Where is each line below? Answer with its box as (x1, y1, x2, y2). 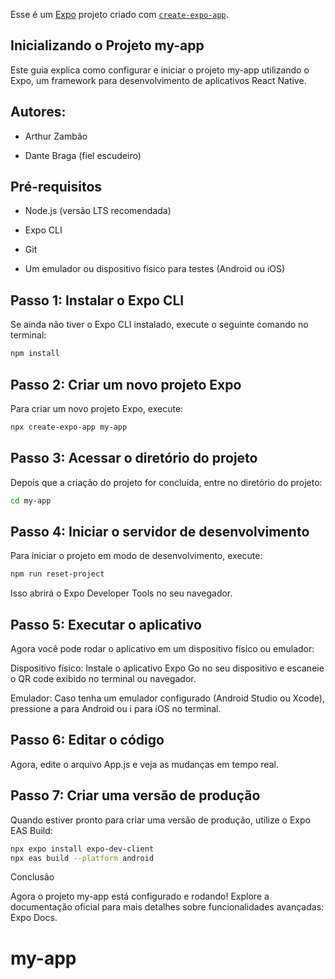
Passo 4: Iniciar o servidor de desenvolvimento (10, 523, 310, 540)
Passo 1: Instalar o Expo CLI (10, 292, 185, 309)
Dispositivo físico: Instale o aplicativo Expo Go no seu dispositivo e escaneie (10, 662, 325, 674)
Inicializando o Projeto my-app (10, 37, 205, 54)
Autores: (10, 104, 67, 121)
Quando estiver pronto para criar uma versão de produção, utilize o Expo (10, 814, 311, 826)
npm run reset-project (10, 569, 105, 579)
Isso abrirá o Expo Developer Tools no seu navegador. (10, 587, 233, 599)
